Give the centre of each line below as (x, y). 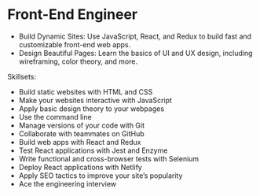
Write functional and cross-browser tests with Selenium (109, 158)
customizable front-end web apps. (75, 44)
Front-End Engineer (73, 15)
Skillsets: (22, 76)
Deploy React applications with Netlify (80, 167)
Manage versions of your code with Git (82, 125)
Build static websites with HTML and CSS (86, 91)
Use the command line (55, 116)
